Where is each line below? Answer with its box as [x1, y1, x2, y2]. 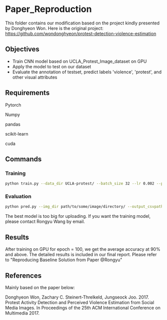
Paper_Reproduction [5, 3, 92, 15]
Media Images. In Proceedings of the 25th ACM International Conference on [5, 305, 161, 311]
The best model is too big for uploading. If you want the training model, [5, 213, 151, 219]
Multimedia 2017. [5, 310, 40, 316]
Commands [5, 155, 42, 163]
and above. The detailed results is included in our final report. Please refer [5, 252, 157, 258]
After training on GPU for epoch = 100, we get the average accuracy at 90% [5, 246, 161, 252]
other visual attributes [12, 74, 58, 80]
